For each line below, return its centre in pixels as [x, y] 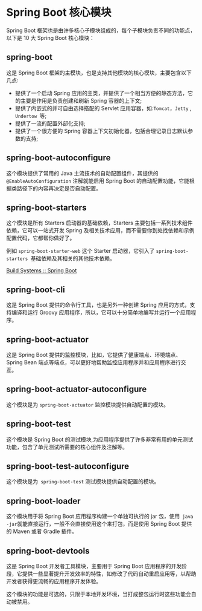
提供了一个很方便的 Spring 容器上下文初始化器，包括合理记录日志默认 [101, 131]
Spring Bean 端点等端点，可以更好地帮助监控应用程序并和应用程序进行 [93, 362]
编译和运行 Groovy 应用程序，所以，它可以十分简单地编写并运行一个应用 [101, 313]
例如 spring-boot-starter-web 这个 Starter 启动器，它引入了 [80, 251]
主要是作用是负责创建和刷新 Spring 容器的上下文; [81, 100]
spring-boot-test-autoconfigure [68, 466]
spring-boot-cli [36, 289]
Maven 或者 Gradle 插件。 [45, 531]
